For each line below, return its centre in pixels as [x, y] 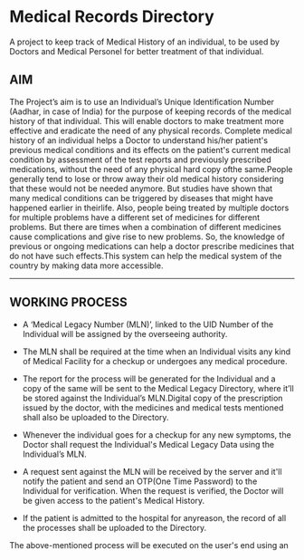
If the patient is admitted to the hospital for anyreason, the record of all [154, 517]
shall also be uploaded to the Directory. [95, 417]
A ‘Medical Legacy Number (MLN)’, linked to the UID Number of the [148, 324]
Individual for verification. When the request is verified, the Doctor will [153, 490]
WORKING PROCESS [69, 302]
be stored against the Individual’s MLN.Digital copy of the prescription [152, 398]
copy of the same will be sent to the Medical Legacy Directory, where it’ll [158, 388]
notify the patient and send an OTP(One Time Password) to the [140, 481]
